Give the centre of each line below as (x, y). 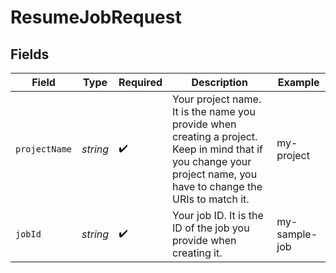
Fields (30, 54)
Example (298, 82)
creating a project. (215, 136)
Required (140, 82)
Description (219, 82)
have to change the (217, 186)
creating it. (197, 253)
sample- (297, 234)
